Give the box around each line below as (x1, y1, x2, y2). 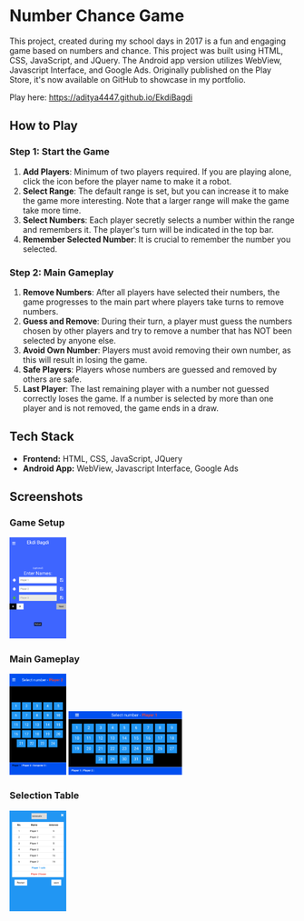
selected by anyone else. (22, 335, 116, 345)
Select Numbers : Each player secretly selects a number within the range (22, 215, 295, 225)
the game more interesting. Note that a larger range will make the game (22, 195, 289, 205)
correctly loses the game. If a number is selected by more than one (22, 393, 274, 404)
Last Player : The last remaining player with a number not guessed (22, 383, 270, 394)
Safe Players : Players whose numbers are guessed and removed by (22, 364, 278, 375)
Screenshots (9, 489, 83, 505)
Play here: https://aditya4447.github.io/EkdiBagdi (9, 92, 193, 103)
